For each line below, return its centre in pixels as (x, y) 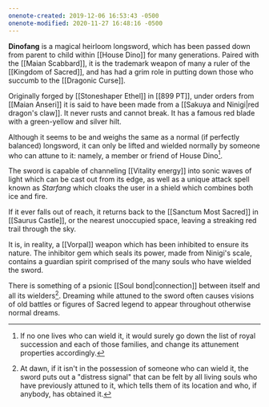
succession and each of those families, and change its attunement (129, 344)
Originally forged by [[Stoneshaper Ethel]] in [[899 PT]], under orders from (131, 96)
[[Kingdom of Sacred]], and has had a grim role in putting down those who (131, 71)
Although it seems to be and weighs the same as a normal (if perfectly (124, 136)
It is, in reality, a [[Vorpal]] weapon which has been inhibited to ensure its (128, 245)
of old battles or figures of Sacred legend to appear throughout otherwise (130, 304)
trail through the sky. (42, 229)
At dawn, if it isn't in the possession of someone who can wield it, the (134, 368)
